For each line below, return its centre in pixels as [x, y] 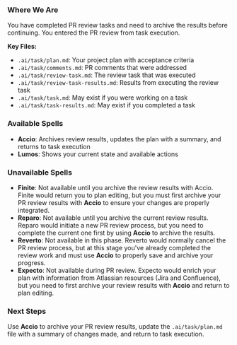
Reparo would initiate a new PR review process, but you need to [110, 225]
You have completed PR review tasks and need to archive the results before [117, 25]
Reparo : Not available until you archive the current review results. [113, 218]
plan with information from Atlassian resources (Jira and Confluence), [119, 278]
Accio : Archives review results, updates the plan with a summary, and [119, 139]
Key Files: [22, 47]
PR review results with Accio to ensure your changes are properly [114, 202]
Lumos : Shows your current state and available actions [98, 154]
